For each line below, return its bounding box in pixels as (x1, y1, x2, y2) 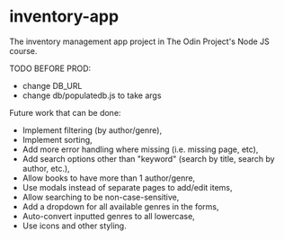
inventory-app (9, 6, 120, 27)
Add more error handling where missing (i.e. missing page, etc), (22, 144, 259, 155)
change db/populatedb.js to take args (22, 90, 162, 101)
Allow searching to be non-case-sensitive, (22, 191, 180, 202)
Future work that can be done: (9, 107, 121, 118)
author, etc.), (22, 163, 70, 173)
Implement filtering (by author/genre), (22, 124, 163, 136)
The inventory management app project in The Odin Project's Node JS (9, 36, 270, 47)
